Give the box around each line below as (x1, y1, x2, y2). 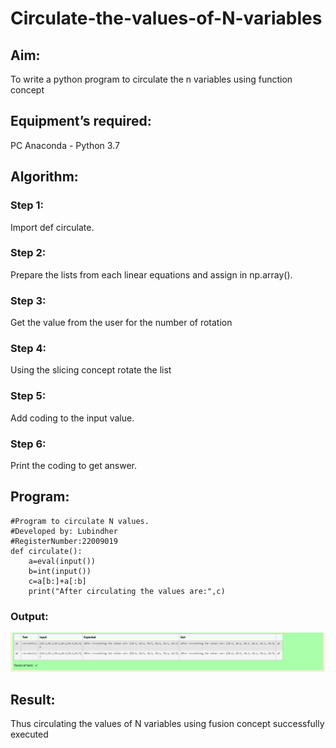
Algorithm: (10, 168, 79, 186)
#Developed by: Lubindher (10, 526, 118, 536)
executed (10, 728, 49, 741)
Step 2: (10, 246, 47, 260)
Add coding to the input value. (10, 412, 135, 424)
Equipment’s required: (10, 113, 152, 130)
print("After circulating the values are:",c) (28, 586, 226, 596)
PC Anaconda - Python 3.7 (10, 139, 120, 151)
